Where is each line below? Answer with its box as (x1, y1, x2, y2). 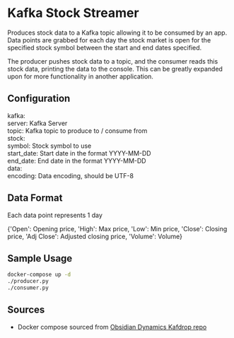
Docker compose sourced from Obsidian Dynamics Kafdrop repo (17, 322, 207, 331)
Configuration (7, 93, 71, 105)
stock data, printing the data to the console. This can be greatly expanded (7, 64, 223, 73)
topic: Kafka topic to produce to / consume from (7, 126, 148, 135)
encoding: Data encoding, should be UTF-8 (7, 171, 134, 180)
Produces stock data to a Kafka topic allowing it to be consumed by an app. (7, 28, 228, 37)
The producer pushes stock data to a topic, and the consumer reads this (7, 57, 218, 65)
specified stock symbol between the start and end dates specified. (7, 43, 202, 52)
